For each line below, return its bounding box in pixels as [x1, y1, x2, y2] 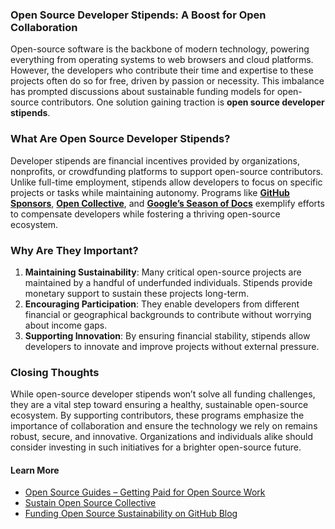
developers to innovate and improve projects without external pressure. [24, 340, 320, 352]
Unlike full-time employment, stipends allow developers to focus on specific [10, 176, 323, 188]
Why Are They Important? [10, 243, 139, 257]
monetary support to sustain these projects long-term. [24, 287, 250, 299]
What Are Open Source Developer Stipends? [10, 132, 231, 146]
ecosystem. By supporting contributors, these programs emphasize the [10, 409, 305, 422]
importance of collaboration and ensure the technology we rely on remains [10, 420, 318, 432]
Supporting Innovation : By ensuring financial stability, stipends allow [24, 329, 311, 342]
